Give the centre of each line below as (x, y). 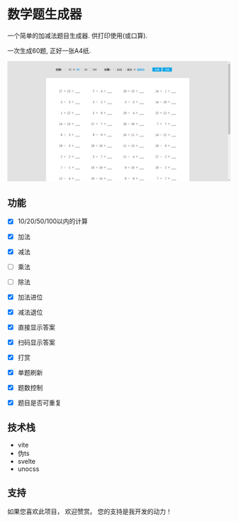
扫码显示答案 (36, 342)
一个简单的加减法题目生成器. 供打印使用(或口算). (78, 36)
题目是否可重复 (39, 403)
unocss (28, 469)
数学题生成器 (45, 15)
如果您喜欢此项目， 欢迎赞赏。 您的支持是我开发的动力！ (90, 511)
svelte (27, 462)
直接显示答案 (36, 327)
